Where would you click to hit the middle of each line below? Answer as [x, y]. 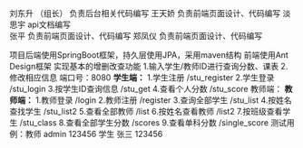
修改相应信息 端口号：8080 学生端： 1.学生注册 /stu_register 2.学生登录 [142, 78]
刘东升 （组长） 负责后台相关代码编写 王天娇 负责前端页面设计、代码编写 [145, 13]
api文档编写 [49, 24]
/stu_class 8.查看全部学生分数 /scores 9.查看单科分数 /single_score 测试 [153, 123]
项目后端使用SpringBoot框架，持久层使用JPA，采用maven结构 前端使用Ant [149, 55]
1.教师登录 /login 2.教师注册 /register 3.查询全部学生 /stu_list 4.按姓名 [163, 100]
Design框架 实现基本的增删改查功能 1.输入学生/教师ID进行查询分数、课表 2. [149, 66]
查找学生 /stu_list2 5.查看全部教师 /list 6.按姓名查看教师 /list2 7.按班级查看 [146, 111]
